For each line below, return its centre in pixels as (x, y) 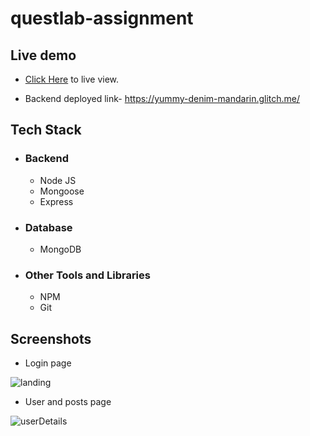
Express (56, 201)
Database (48, 227)
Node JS (58, 180)
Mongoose (62, 191)
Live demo (43, 55)
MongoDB (60, 249)
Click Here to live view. (72, 79)
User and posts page (68, 402)
